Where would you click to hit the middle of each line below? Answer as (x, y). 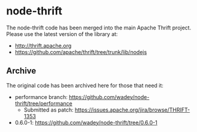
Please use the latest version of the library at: (62, 34)
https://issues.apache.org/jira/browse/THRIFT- (132, 110)
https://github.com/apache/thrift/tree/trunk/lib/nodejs (81, 52)
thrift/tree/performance (44, 103)
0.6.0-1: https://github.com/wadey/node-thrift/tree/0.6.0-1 (86, 122)
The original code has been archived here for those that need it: (85, 85)
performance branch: (41, 97)
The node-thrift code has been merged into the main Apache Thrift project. (99, 28)
